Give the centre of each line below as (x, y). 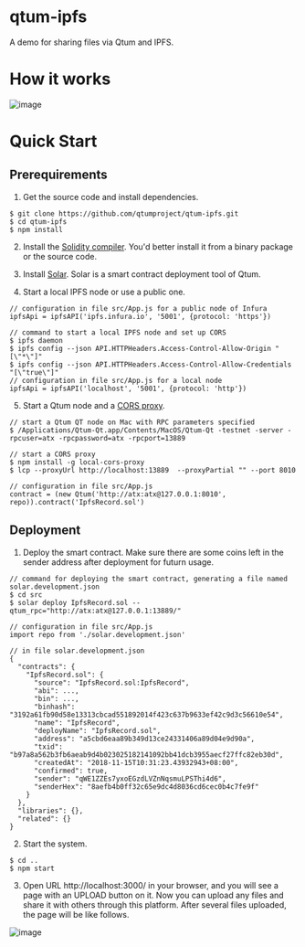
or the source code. (60, 256)
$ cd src (26, 595)
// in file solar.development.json (77, 651)
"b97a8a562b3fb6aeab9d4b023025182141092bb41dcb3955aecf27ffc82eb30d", (147, 755)
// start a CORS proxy (53, 454)
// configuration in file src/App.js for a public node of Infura (138, 308)
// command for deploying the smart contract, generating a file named (148, 579)
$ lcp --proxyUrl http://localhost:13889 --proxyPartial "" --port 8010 (153, 470)
